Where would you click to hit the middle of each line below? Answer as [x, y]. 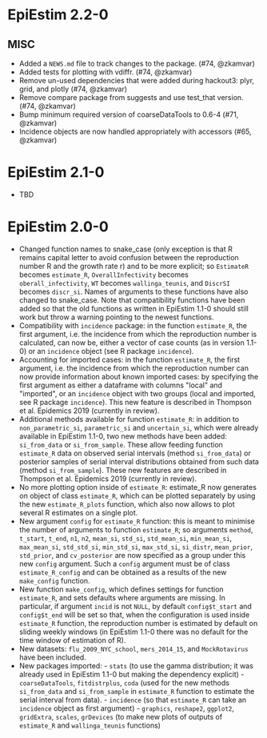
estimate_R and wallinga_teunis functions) [90, 725]
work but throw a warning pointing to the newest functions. [116, 317]
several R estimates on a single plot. [78, 512]
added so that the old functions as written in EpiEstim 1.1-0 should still [133, 308]
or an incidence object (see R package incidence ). [111, 351]
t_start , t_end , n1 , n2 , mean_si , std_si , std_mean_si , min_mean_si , [126, 538]
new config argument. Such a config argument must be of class [125, 564]
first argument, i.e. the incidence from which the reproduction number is [138, 334]
